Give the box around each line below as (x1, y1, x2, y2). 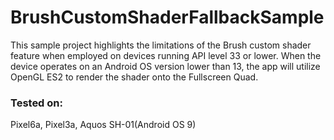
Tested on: (10, 96, 63, 110)
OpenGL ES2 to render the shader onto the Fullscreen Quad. (10, 71, 259, 83)
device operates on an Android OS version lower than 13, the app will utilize (10, 60, 321, 72)
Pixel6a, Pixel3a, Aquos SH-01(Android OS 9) (10, 119, 197, 131)
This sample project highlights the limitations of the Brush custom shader (10, 39, 312, 51)
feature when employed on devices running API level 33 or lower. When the (10, 49, 322, 61)
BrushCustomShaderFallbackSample (10, 6, 325, 29)
